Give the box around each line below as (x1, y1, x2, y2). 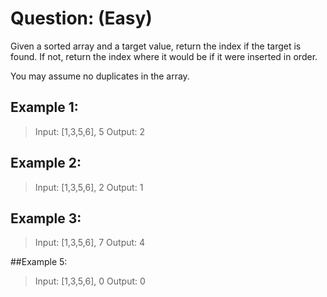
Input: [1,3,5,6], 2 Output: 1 (34, 181, 144, 193)
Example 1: (10, 99, 79, 116)
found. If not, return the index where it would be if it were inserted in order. (10, 50, 318, 62)
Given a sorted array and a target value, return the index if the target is (10, 40, 302, 52)
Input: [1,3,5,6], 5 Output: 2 (34, 125, 145, 137)
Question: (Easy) (10, 7, 153, 30)
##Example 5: (10, 256, 68, 268)
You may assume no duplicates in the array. (10, 70, 190, 82)
